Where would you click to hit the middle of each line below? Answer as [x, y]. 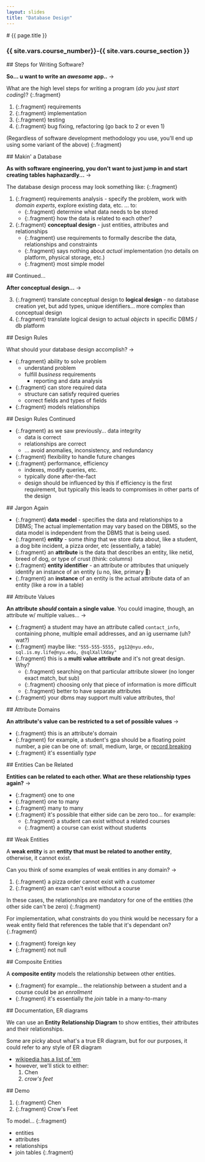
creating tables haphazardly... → [49, 175]
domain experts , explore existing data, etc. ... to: [76, 205]
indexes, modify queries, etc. [61, 469]
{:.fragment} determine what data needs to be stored [91, 212]
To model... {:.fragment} [37, 1121]
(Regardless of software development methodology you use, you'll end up [100, 138]
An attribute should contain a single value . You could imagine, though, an [100, 609]
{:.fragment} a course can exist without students [85, 827]
